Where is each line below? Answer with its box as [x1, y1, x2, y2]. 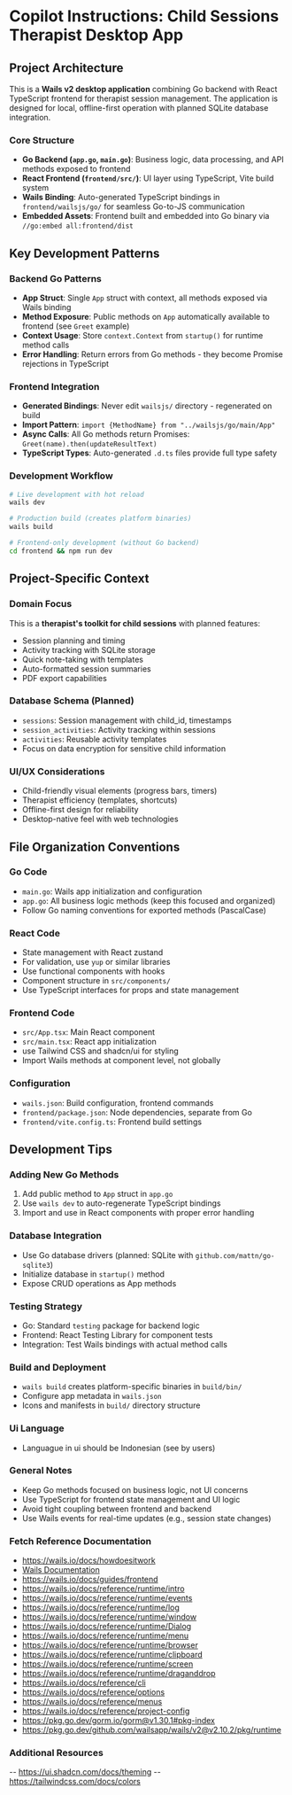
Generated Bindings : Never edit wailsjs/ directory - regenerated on [21, 400, 273, 411]
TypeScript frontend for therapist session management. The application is [9, 93, 279, 104]
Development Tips [9, 1142, 112, 1157]
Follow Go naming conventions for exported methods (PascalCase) [21, 905, 267, 915]
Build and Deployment [9, 1361, 106, 1373]
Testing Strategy [9, 1300, 82, 1312]
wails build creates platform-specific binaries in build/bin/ [21, 1381, 242, 1392]
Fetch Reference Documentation [9, 1535, 152, 1547]
